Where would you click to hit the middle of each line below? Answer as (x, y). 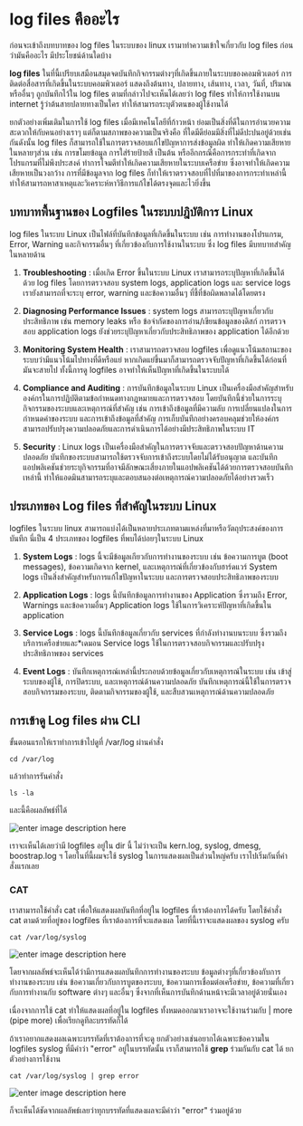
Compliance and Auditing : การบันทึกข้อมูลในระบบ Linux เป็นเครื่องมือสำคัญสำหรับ (158, 387)
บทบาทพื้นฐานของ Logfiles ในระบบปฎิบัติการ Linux (132, 212)
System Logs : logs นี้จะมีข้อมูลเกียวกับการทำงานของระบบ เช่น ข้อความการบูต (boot (155, 556)
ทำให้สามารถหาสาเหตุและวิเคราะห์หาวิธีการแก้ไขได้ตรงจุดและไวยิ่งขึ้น (110, 183)
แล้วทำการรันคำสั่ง (36, 776)
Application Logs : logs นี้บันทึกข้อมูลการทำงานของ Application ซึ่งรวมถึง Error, (155, 595)
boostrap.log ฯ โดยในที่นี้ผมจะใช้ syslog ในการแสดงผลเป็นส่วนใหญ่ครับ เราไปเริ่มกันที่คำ (148, 856)
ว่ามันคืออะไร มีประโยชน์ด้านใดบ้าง (60, 55)
